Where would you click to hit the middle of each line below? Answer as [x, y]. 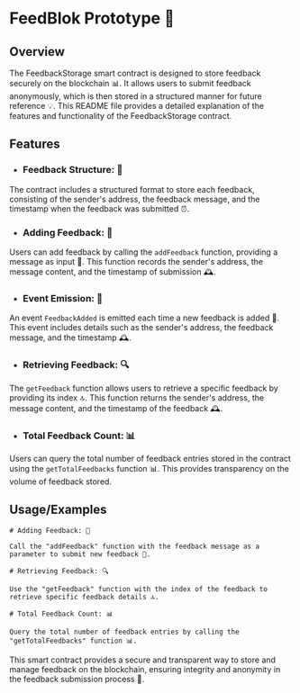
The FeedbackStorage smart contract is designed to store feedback [135, 73]
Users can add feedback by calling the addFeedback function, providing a [144, 252]
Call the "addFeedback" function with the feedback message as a [134, 546]
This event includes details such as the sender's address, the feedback [141, 328]
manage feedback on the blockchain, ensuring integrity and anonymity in [145, 669]
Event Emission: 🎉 [63, 298]
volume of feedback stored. [61, 481]
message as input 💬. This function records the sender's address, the [136, 261]
